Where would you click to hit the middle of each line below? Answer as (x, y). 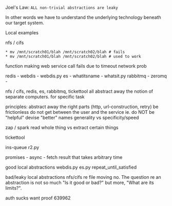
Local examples (22, 33)
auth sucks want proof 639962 (38, 198)
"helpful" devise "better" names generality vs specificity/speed (72, 118)
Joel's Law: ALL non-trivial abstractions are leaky (62, 7)
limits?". (14, 188)
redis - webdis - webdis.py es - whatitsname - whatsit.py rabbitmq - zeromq (86, 76)
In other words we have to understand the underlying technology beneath (83, 17)
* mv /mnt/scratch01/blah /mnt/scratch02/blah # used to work (73, 56)
